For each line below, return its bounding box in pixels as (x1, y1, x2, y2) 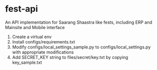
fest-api (5, 3, 38, 14)
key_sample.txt (12, 59, 42, 65)
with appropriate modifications (12, 49, 74, 55)
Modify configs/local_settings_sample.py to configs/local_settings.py (12, 44, 151, 50)
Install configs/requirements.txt (12, 39, 75, 44)
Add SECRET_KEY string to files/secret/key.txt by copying (12, 54, 128, 60)
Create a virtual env (12, 34, 52, 40)
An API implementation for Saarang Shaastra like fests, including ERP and (5, 19, 153, 25)
